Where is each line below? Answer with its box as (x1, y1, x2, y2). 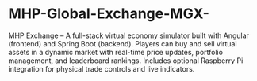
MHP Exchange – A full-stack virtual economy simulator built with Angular (8, 31, 250, 40)
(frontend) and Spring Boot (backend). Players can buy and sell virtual (8, 39, 237, 48)
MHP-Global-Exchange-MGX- (8, 5, 210, 23)
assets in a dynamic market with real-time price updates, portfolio (8, 47, 224, 57)
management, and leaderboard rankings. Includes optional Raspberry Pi (8, 56, 244, 65)
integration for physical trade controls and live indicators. (8, 64, 195, 73)
